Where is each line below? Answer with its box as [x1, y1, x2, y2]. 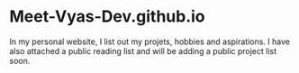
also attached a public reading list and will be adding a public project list [9, 45, 277, 56]
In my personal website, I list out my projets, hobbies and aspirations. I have [9, 36, 291, 47]
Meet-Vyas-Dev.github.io [9, 6, 205, 27]
